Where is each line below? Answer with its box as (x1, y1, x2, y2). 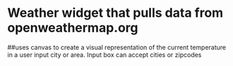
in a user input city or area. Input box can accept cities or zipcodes (7, 51, 202, 59)
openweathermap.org (7, 20, 138, 36)
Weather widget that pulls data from (7, 5, 224, 21)
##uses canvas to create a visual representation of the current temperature (7, 43, 227, 51)
